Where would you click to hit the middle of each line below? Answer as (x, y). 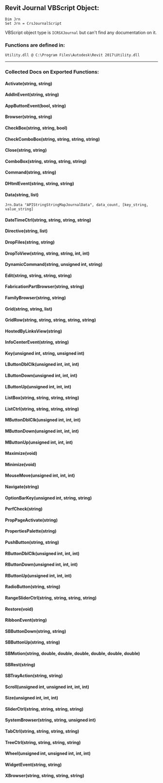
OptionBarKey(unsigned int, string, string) (49, 498)
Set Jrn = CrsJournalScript (33, 23)
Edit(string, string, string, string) (38, 275)
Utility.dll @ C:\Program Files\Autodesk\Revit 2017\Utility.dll (72, 55)
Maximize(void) (21, 453)
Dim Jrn (13, 19)
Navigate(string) (22, 487)
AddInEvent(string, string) (32, 95)
